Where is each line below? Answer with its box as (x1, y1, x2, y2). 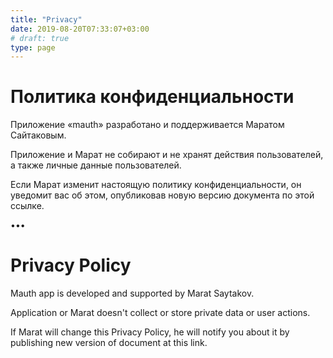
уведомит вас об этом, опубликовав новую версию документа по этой (10, 189, 315, 201)
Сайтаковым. (10, 129, 67, 141)
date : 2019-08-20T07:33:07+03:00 (10, 24, 150, 34)
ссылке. (10, 200, 45, 212)
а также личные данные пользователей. (10, 159, 182, 171)
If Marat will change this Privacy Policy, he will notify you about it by (10, 326, 290, 338)
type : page (10, 42, 56, 53)
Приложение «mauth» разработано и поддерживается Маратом (10, 119, 285, 131)
